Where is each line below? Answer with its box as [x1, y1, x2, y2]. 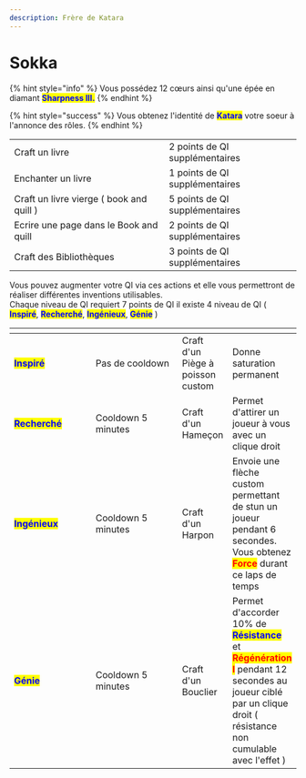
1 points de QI [168, 166, 229, 178]
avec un [231, 429, 267, 441]
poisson [181, 368, 217, 380]
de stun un [231, 500, 278, 512]
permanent [231, 368, 280, 380]
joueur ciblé [231, 685, 283, 698]
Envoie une [231, 454, 280, 467]
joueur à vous [231, 417, 291, 429]
